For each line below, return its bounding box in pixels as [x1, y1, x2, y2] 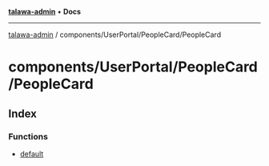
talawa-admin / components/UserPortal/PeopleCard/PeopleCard [8, 30, 222, 39]
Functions [8, 131, 48, 142]
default [19, 148, 44, 159]
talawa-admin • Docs [8, 7, 82, 16]
